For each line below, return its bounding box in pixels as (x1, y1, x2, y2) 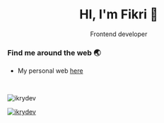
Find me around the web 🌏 (7, 47, 101, 57)
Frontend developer (90, 30, 148, 38)
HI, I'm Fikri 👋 (79, 6, 158, 23)
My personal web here (17, 66, 83, 75)
